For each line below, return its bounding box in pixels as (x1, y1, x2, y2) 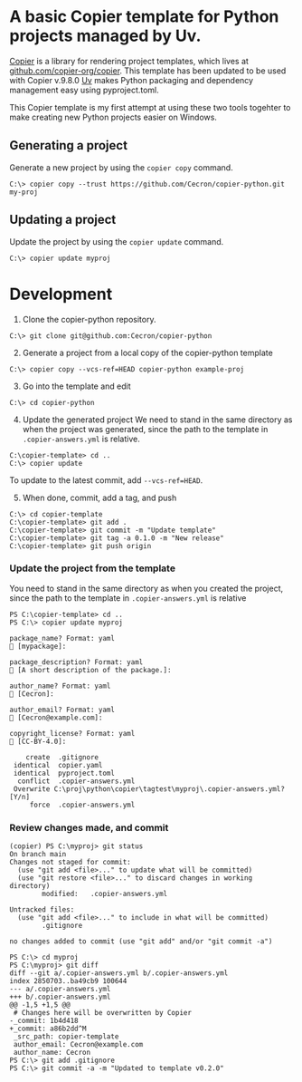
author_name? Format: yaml (9, 681, 111, 691)
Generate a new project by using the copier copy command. (9, 161, 233, 173)
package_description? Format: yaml (9, 657, 144, 667)
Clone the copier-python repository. (22, 314, 156, 324)
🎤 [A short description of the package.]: (9, 665, 172, 674)
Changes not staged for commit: (9, 858, 131, 867)
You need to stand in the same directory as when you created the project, (9, 583, 284, 594)
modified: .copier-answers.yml (42, 890, 168, 899)
